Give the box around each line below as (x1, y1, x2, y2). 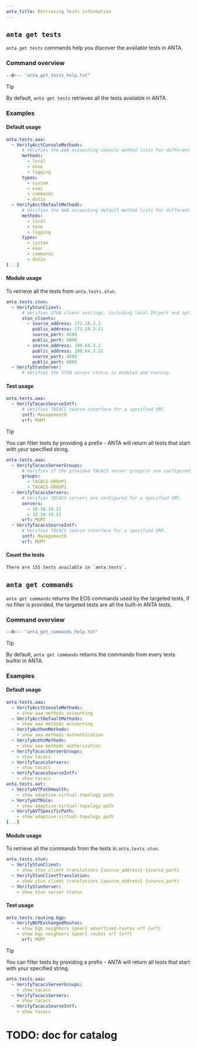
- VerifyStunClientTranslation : (11, 872, 91, 879)
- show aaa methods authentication (16, 732, 104, 738)
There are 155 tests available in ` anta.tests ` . (6, 564, 127, 570)
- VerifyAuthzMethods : (11, 737, 67, 744)
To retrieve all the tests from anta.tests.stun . (6, 287, 116, 294)
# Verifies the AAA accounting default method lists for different (21, 208, 191, 214)
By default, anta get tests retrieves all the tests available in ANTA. (6, 94, 168, 101)
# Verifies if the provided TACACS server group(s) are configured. (21, 467, 193, 474)
